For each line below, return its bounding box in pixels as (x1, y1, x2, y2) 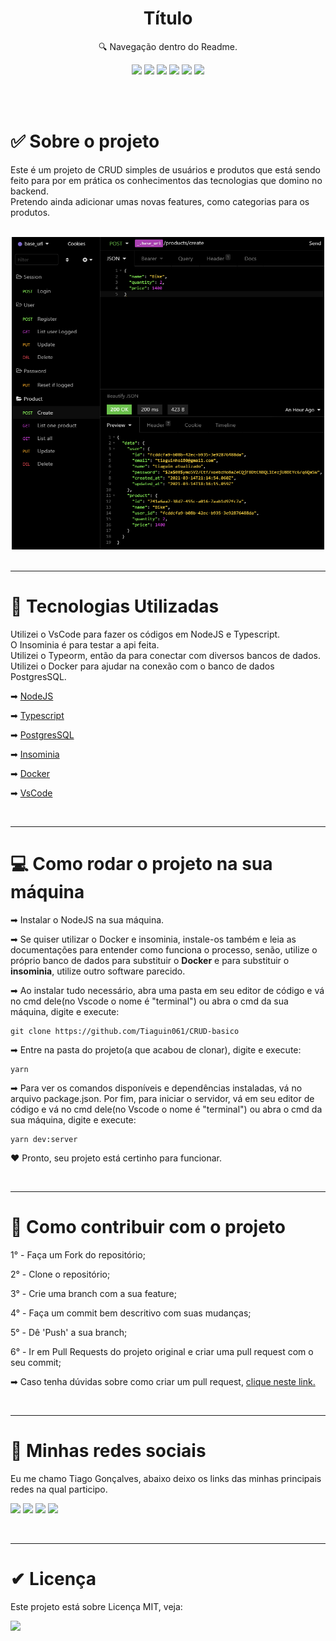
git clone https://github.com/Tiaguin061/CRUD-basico (10, 1026, 240, 1036)
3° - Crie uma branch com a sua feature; (10, 1287, 177, 1299)
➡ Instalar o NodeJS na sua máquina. (10, 913, 165, 926)
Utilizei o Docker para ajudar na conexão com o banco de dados (10, 660, 275, 672)
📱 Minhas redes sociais (10, 1439, 207, 1462)
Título (143, 7, 193, 30)
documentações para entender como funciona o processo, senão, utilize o (10, 943, 318, 956)
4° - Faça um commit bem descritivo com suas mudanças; (10, 1307, 252, 1319)
